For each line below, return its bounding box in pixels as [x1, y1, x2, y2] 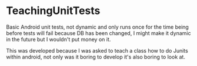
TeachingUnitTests [6, 4, 101, 18]
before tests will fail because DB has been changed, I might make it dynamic [6, 29, 191, 36]
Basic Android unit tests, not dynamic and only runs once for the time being [6, 23, 189, 30]
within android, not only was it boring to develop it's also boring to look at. [6, 53, 185, 60]
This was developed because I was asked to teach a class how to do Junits [6, 47, 188, 54]
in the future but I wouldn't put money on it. [6, 36, 111, 43]
